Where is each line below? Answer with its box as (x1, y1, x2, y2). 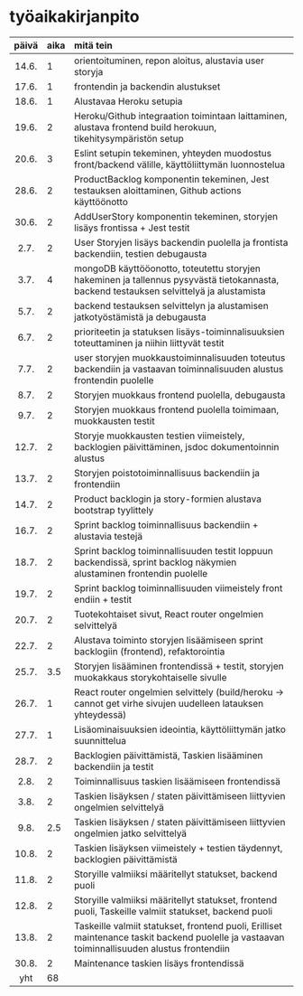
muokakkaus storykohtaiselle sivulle (73, 671, 227, 683)
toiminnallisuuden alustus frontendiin (73, 942, 230, 954)
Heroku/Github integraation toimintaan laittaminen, (73, 109, 288, 122)
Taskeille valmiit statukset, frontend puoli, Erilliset (73, 919, 282, 932)
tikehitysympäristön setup (73, 132, 185, 145)
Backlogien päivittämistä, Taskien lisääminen (73, 748, 263, 761)
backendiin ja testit (73, 760, 154, 773)
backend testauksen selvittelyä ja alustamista (73, 285, 266, 297)
